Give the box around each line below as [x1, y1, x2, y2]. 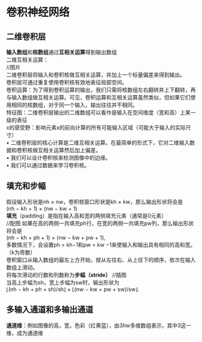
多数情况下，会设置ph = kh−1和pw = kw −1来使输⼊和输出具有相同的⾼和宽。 [6, 241, 196, 248]
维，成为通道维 [6, 329, 43, 337]
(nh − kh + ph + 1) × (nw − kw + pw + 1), [6, 233, 106, 241]
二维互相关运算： [6, 56, 49, 63]
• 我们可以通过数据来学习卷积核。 [6, 162, 90, 169]
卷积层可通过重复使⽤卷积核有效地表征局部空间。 [6, 79, 127, 86]
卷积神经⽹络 [6, 5, 70, 19]
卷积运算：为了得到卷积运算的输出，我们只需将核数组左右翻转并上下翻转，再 [6, 86, 196, 93]
